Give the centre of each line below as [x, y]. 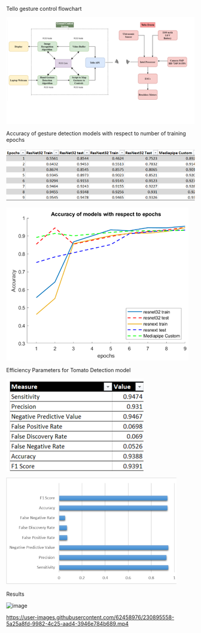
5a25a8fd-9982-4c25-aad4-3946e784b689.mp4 [68, 624]
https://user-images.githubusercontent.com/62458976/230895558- [90, 617]
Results [16, 594]
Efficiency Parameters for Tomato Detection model [68, 370]
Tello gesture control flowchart [44, 9]
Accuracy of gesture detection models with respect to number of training [96, 133]
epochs [16, 139]
